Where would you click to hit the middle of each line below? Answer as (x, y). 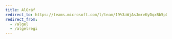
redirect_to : (19, 15)
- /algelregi (24, 29)
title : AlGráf (20, 10)
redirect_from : (21, 19)
